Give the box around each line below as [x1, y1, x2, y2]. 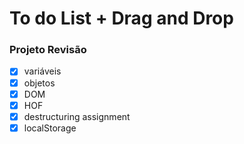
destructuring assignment [23, 110, 131, 122]
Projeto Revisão [9, 43, 87, 57]
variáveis [23, 65, 62, 77]
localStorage [23, 122, 77, 134]
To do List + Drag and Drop [9, 7, 234, 30]
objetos [23, 77, 56, 89]
